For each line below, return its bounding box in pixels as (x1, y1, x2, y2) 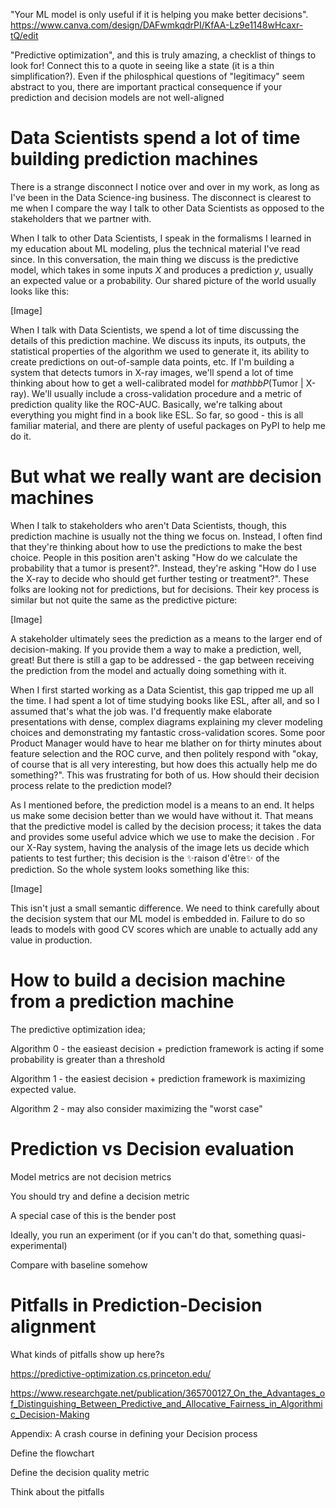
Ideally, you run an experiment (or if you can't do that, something (10, 1229, 278, 1241)
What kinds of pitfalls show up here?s (10, 1348, 165, 1360)
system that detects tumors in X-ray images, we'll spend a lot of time (10, 366, 294, 378)
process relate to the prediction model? (10, 779, 172, 791)
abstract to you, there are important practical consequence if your (10, 81, 283, 93)
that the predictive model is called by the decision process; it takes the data (10, 820, 322, 832)
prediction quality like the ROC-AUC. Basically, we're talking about (10, 398, 283, 410)
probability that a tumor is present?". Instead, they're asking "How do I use (10, 562, 317, 574)
